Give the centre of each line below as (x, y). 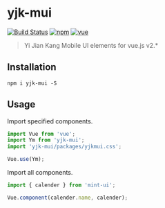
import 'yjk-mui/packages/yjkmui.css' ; (65, 147)
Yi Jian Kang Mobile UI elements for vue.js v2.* (91, 45)
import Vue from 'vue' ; (41, 134)
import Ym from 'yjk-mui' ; (46, 140)
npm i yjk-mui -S (32, 83)
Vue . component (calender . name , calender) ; (68, 198)
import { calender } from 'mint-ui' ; (61, 185)
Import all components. (40, 173)
